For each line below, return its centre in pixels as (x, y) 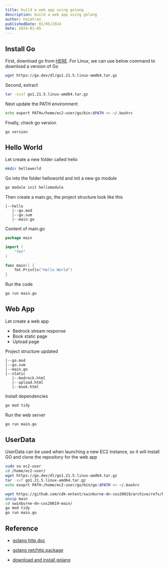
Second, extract (22, 85)
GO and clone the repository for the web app (51, 457)
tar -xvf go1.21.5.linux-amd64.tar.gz (45, 480)
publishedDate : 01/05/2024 (33, 24)
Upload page (26, 341)
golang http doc (29, 540)
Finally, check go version (31, 122)
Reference (22, 528)
